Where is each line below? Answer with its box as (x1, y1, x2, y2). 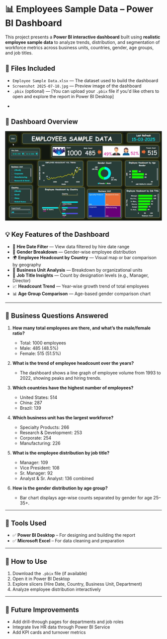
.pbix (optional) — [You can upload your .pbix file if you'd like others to (12, 88, 160, 94)
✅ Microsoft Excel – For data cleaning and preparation (12, 538, 125, 544)
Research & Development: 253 (19, 429, 83, 436)
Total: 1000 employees (19, 339, 66, 346)
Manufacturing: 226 (19, 440, 61, 446)
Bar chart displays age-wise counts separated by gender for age (19, 494, 153, 500)
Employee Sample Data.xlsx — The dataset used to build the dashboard (12, 77, 158, 83)
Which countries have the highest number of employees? (12, 384, 134, 391)
